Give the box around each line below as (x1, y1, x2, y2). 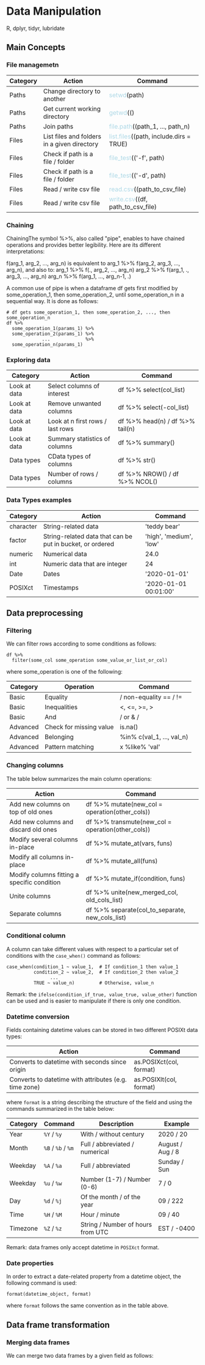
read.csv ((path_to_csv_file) (109, 185, 187, 194)
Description (98, 1119, 134, 1128)
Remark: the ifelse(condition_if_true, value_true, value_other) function (6, 990, 197, 998)
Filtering (6, 626, 32, 634)
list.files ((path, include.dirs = (109, 132, 191, 140)
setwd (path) (109, 91, 145, 99)
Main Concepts (6, 42, 66, 53)
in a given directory (43, 140, 99, 148)
